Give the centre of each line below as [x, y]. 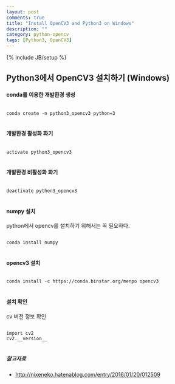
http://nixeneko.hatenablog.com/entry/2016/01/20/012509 [88, 374]
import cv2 [20, 333]
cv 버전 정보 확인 [26, 316]
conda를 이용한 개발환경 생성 [41, 94]
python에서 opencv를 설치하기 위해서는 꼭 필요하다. [68, 226]
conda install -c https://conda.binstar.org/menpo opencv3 [83, 281]
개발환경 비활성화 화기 [32, 172]
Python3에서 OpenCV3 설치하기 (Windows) [88, 78]
